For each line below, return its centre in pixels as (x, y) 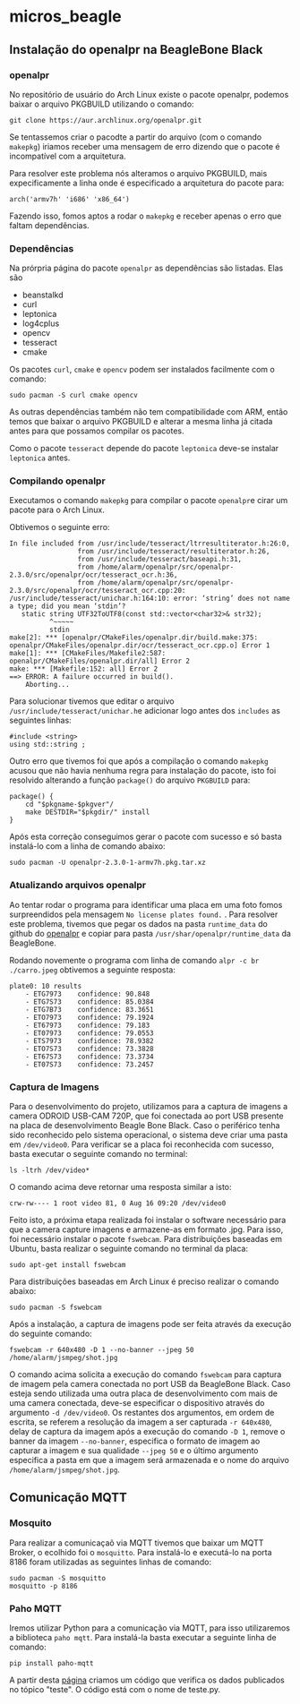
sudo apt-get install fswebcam (68, 1265)
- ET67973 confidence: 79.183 (88, 1025)
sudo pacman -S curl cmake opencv (74, 396)
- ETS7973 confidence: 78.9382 (90, 1040)
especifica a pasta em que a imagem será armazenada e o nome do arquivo (149, 1460)
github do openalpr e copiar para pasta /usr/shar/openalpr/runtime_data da (150, 933)
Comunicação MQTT (69, 1498)
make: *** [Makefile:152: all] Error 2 (84, 669)
